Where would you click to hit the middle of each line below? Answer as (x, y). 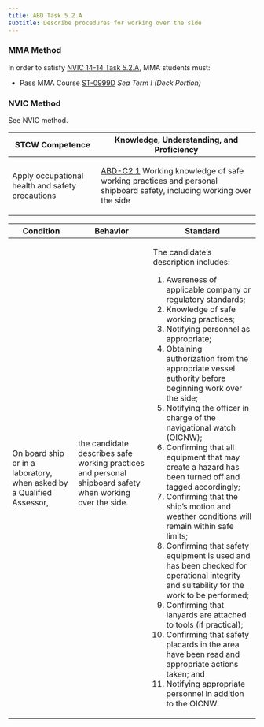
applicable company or (209, 290)
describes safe (106, 453)
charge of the (191, 418)
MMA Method (35, 50)
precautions (34, 196)
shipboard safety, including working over (176, 191)
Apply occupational (48, 176)
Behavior (112, 231)
